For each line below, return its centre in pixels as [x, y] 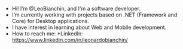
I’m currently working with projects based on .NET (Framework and [94, 15]
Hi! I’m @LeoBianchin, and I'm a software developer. [76, 9]
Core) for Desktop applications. [51, 21]
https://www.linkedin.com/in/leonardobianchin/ [70, 40]
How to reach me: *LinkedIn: [48, 34]
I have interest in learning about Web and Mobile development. [89, 27]
